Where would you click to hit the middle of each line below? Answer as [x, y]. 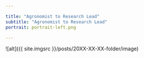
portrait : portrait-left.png [41, 27]
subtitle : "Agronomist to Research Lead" [57, 22]
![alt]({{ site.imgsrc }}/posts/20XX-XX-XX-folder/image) [72, 49]
